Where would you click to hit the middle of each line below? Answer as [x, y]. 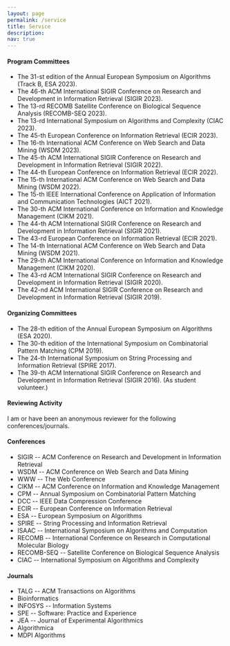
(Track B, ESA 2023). [47, 84]
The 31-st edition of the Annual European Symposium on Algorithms [114, 77]
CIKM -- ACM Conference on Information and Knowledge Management [118, 486]
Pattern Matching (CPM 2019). [60, 351]
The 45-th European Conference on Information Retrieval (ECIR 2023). [117, 136]
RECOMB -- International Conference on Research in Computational [114, 537]
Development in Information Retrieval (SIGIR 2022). [90, 165]
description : [26, 33]
